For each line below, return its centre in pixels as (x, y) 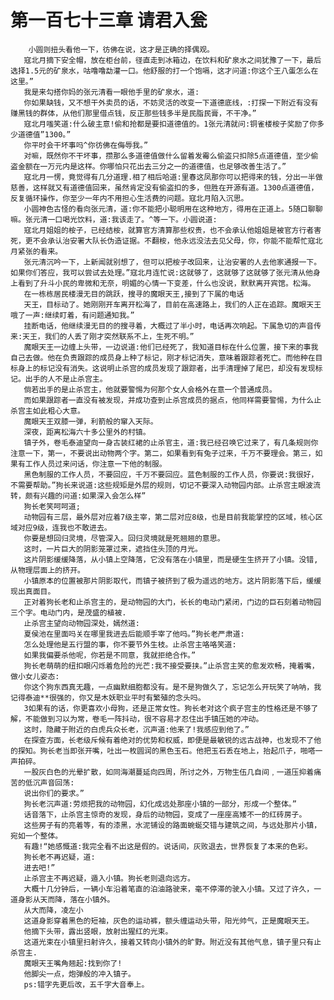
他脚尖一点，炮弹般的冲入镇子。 (79, 974)
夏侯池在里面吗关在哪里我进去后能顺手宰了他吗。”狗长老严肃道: (134, 634)
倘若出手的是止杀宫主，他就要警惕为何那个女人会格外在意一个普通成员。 (150, 389)
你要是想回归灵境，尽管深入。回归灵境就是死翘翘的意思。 (124, 538)
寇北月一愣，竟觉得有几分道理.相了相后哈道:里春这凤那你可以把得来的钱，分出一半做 (173, 177)
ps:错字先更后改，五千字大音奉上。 (86, 984)
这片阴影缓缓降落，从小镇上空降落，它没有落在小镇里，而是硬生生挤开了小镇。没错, (171, 559)
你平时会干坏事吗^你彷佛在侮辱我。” (86, 145)
